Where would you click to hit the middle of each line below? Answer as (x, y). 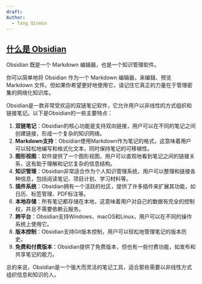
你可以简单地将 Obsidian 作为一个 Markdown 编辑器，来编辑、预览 (89, 78)
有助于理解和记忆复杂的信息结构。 (73, 164)
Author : (16, 18)
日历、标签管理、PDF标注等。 (52, 194)
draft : (14, 12)
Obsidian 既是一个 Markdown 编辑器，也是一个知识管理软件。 (83, 65)
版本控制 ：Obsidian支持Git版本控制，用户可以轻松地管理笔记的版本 (98, 232)
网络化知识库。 (35, 93)
